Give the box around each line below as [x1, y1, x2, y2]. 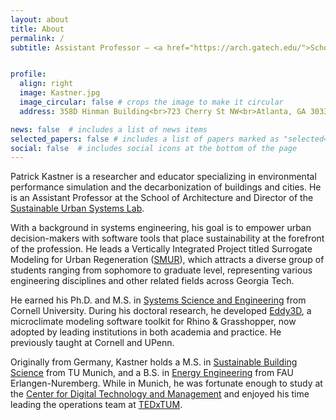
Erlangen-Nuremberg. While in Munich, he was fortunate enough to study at [10, 377, 323, 390]
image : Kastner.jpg [19, 88, 101, 98]
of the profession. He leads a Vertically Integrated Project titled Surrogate [10, 243, 313, 255]
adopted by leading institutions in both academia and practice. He [10, 326, 282, 338]
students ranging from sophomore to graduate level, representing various [10, 264, 313, 276]
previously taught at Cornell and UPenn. [10, 337, 175, 349]
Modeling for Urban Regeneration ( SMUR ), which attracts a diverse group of [10, 254, 325, 266]
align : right [19, 79, 74, 89]
